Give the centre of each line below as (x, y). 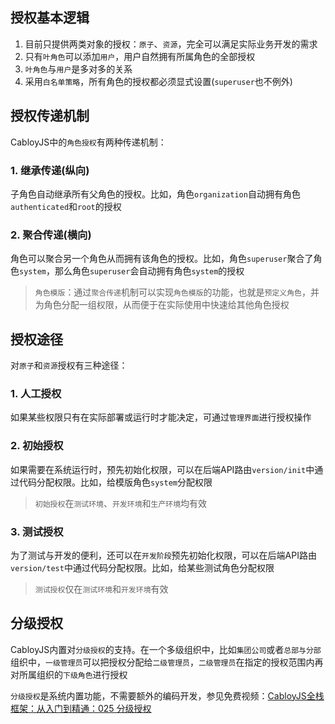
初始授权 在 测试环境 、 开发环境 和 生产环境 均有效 (121, 503)
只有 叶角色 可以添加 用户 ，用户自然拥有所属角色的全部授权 (140, 56)
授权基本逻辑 (50, 18)
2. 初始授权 (37, 446)
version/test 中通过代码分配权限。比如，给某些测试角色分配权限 (142, 567)
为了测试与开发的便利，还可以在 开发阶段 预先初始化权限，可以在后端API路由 (163, 555)
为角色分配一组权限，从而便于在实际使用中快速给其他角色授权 (162, 305)
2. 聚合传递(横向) (51, 235)
